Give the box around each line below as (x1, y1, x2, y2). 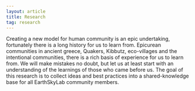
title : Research (6, 14, 46, 20)
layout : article (6, 8, 46, 15)
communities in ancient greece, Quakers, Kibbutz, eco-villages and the (6, 48, 177, 55)
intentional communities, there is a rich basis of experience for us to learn (6, 54, 184, 61)
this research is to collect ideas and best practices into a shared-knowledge (6, 72, 189, 79)
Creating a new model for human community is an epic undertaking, (6, 36, 170, 43)
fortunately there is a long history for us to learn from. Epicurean (6, 41, 161, 48)
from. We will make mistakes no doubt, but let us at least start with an (6, 60, 174, 67)
